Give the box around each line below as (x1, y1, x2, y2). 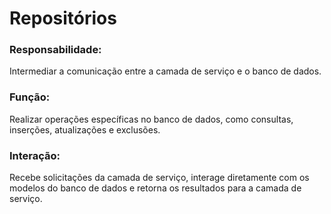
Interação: (9, 148, 61, 162)
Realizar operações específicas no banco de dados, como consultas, (9, 113, 294, 125)
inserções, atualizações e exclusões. (9, 123, 161, 136)
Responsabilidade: (9, 43, 102, 57)
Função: (9, 90, 51, 104)
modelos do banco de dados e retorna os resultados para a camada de (9, 182, 302, 194)
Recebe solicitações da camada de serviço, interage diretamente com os (9, 172, 310, 184)
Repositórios (9, 7, 117, 30)
